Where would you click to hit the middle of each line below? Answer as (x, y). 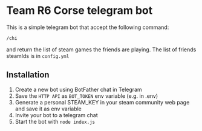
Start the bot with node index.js (55, 121)
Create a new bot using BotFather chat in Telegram (78, 89)
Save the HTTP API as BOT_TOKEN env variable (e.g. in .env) (86, 96)
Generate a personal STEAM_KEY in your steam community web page (102, 102)
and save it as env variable (48, 109)
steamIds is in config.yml (38, 56)
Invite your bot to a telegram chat (56, 115)
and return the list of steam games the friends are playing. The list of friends (101, 50)
